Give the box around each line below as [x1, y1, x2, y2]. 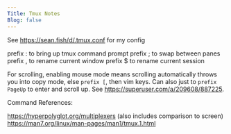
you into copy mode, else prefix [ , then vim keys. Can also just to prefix [7, 77, 217, 85]
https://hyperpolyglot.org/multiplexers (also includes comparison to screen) [7, 112, 224, 120]
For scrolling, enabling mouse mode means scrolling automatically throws [7, 70, 217, 78]
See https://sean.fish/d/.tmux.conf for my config [7, 35, 146, 44]
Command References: [7, 98, 73, 106]
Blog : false [7, 17, 42, 24]
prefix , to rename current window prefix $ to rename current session [7, 56, 205, 65]
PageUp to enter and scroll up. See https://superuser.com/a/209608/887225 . [7, 85, 224, 93]
